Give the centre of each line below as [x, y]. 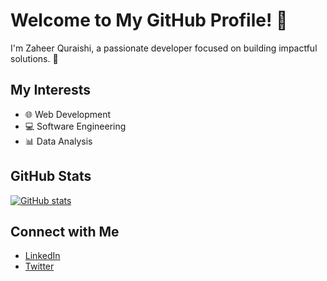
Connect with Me [65, 231]
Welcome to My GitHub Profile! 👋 [149, 20]
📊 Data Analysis [58, 141]
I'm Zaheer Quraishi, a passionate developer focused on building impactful [164, 48]
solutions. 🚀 [34, 58]
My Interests [50, 90]
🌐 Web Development [68, 114]
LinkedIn [42, 256]
